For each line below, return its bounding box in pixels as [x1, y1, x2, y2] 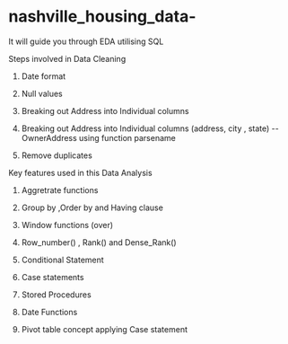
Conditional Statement [21, 254, 104, 265]
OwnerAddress [21, 132, 77, 143]
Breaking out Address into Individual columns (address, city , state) [21, 123, 270, 134]
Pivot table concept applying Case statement [21, 323, 188, 334]
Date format [21, 70, 66, 82]
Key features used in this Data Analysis [8, 167, 153, 178]
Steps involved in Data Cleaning [8, 53, 127, 64]
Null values [21, 88, 64, 99]
